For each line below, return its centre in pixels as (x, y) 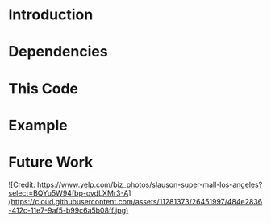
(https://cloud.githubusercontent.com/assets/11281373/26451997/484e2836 (135, 201)
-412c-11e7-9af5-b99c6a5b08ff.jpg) (69, 210)
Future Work (51, 162)
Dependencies (58, 52)
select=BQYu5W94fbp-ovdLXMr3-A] (70, 193)
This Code (44, 88)
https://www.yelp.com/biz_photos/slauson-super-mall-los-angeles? (150, 184)
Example (38, 125)
